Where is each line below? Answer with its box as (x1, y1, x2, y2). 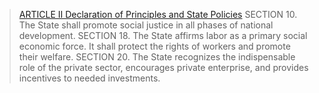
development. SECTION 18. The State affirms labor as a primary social (18, 30, 308, 41)
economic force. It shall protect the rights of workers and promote (18, 40, 291, 52)
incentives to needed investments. (18, 72, 161, 84)
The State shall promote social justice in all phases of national (18, 19, 274, 31)
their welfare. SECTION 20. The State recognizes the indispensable (18, 51, 296, 63)
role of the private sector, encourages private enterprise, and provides (18, 62, 309, 73)
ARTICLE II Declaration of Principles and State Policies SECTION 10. (18, 9, 298, 20)
